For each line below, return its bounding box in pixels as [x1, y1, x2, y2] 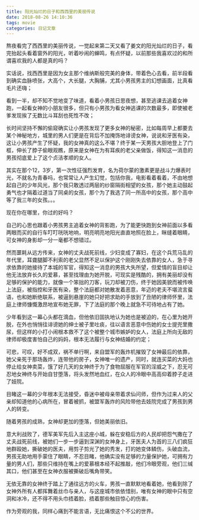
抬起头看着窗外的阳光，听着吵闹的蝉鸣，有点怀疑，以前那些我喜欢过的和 [11, 50, 188, 57]
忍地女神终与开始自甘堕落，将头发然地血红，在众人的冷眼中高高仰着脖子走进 [6, 371, 193, 378]
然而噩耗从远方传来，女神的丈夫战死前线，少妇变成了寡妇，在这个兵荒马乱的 [6, 249, 193, 256]
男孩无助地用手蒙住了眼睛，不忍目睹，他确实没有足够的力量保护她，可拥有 [6, 453, 188, 460]
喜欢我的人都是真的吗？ [11, 57, 69, 64]
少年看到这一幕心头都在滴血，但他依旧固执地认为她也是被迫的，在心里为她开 [6, 314, 193, 321]
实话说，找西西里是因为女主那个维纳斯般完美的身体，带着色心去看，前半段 [6, 69, 188, 77]
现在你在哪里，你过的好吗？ [6, 209, 74, 216]
